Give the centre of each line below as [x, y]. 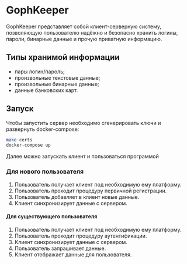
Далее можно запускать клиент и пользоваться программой [82, 157]
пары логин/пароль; [40, 72]
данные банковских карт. [46, 90]
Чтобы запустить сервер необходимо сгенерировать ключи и [84, 123]
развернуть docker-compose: [43, 129]
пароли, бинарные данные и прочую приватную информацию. [84, 39]
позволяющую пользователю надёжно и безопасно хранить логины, [92, 32]
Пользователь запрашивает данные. [60, 248]
